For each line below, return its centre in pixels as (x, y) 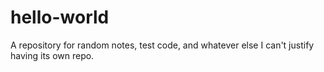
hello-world (60, 17)
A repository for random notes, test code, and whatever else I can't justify (162, 45)
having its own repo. (52, 55)
